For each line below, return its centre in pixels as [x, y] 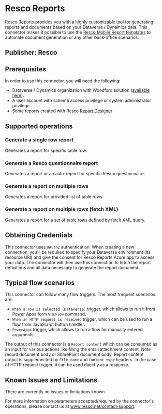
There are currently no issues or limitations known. [56, 392]
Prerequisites [26, 69]
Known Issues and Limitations [51, 380]
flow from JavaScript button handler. [49, 324]
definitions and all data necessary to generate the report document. [72, 267]
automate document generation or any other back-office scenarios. [72, 37]
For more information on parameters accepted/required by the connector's [79, 401]
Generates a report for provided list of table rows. [54, 197]
